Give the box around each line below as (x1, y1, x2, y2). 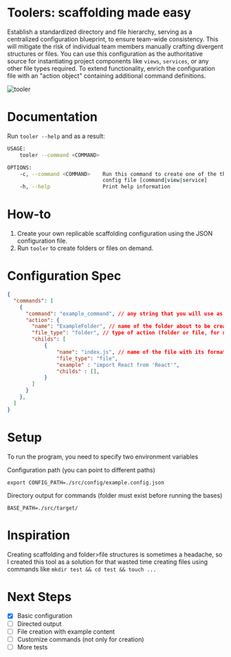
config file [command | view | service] (102, 177, 208, 184)
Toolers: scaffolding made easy (7, 5, 191, 21)
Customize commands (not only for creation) (16, 635, 144, 643)
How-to (7, 207, 52, 222)
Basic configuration (16, 611, 73, 620)
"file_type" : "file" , (56, 355, 118, 362)
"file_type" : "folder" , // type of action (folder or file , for (32, 330, 220, 336)
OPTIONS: (7, 164, 32, 171)
